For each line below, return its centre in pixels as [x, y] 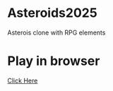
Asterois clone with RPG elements [56, 32]
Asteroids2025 [52, 13]
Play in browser [54, 61]
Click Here [23, 80]
